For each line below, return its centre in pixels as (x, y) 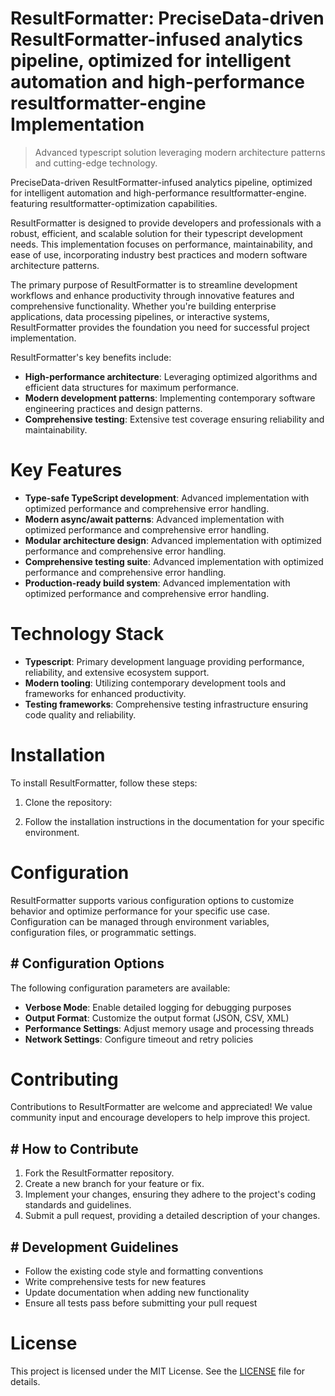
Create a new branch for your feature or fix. (114, 1184)
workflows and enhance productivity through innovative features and (152, 295)
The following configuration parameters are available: (120, 988)
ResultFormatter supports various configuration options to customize (152, 900)
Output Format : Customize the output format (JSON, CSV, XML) (157, 1018)
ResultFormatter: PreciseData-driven (167, 18)
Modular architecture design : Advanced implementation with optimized (173, 540)
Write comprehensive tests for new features (115, 1282)
